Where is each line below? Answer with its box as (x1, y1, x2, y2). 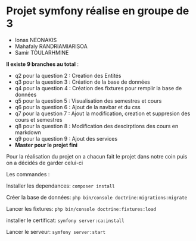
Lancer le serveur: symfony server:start (6, 228, 106, 235)
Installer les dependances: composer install (6, 182, 115, 189)
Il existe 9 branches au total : (6, 61, 79, 68)
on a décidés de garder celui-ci (6, 159, 83, 166)
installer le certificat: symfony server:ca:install (6, 217, 125, 224)
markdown (14, 129, 42, 136)
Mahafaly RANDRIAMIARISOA (14, 43, 88, 50)
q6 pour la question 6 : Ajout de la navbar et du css (14, 103, 141, 110)
